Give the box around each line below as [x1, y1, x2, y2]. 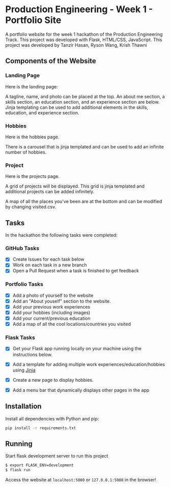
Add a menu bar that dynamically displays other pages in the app [12, 387, 150, 393]
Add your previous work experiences [12, 303, 91, 310]
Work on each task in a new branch [12, 262, 88, 268]
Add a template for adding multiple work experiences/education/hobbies [12, 361, 165, 367]
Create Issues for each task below [12, 256, 85, 262]
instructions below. [12, 351, 52, 357]
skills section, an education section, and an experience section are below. [5, 99, 160, 105]
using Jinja [12, 367, 36, 373]
